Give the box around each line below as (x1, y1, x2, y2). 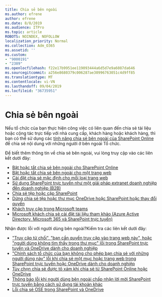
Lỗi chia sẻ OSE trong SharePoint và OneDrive (12, 287, 104, 293)
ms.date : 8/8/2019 (5, 20, 42, 26)
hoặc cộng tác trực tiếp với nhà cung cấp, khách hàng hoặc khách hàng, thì (5, 131, 156, 136)
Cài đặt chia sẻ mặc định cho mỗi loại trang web (12, 175, 108, 181)
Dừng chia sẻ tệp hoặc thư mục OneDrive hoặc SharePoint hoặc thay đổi (12, 196, 157, 201)
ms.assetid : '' (5, 48, 36, 52)
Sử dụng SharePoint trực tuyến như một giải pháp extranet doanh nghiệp (12, 180, 157, 186)
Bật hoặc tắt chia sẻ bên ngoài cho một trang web (12, 170, 112, 176)
